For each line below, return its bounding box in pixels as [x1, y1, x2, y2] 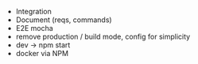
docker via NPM [15, 49, 69, 58]
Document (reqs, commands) [15, 15, 113, 24]
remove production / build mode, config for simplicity [15, 32, 191, 41]
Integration [15, 7, 52, 16]
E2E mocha [15, 24, 53, 32]
